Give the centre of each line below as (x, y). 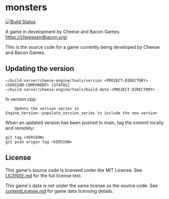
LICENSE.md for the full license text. (44, 175)
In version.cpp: (21, 99)
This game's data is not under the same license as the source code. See (82, 185)
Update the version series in (47, 108)
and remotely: (20, 128)
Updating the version (40, 69)
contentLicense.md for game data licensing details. (60, 191)
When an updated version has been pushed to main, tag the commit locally (85, 122)
